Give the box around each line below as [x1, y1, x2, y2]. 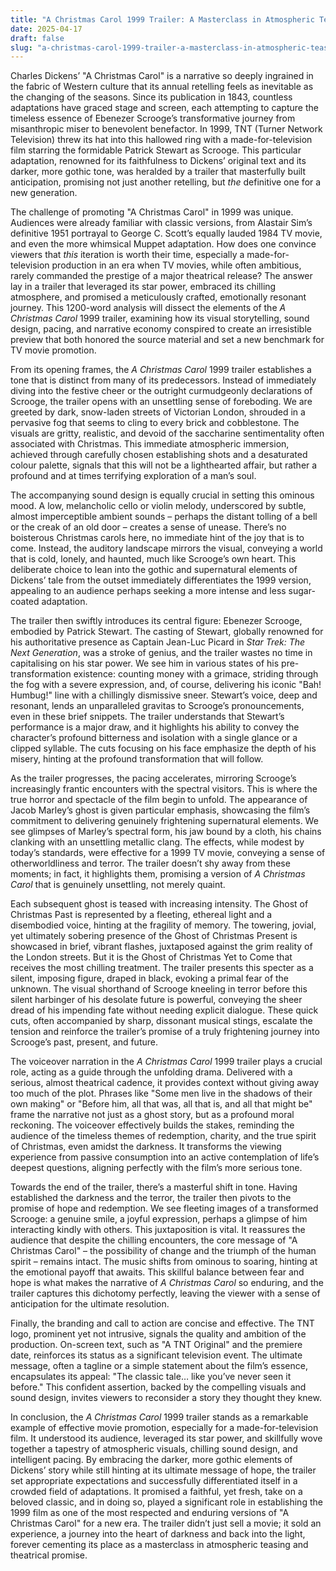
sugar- [288, 585, 316, 597]
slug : [10, 42, 33, 53]
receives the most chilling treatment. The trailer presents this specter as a [10, 962, 314, 974]
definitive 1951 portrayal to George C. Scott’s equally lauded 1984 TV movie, [10, 227, 323, 240]
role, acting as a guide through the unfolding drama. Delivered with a [10, 1066, 293, 1078]
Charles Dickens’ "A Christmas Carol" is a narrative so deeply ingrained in [10, 70, 314, 82]
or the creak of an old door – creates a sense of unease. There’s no [10, 521, 287, 533]
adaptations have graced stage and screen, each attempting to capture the [10, 102, 319, 114]
